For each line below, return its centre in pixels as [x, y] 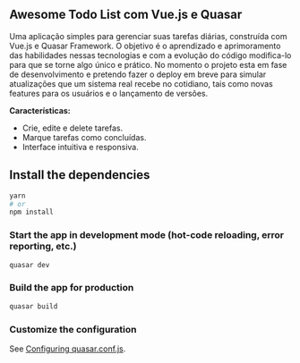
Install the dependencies [80, 175]
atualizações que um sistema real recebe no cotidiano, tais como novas [141, 83]
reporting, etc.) [43, 247]
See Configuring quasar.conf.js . [68, 349]
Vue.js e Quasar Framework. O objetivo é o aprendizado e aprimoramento [145, 46]
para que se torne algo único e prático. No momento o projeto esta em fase [148, 64]
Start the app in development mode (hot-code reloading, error [147, 235]
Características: [40, 110]
